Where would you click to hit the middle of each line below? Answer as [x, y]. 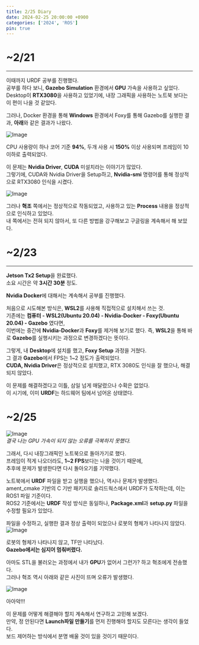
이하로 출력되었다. [27, 155]
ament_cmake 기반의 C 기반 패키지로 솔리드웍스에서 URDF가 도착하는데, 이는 [96, 489]
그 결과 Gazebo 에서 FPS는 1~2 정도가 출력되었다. [64, 358]
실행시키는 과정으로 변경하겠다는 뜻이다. [84, 338]
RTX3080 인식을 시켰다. [45, 182]
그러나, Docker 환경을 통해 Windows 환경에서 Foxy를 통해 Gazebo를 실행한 [95, 115]
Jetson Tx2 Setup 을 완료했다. [42, 276]
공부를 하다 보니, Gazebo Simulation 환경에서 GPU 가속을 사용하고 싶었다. [93, 88]
